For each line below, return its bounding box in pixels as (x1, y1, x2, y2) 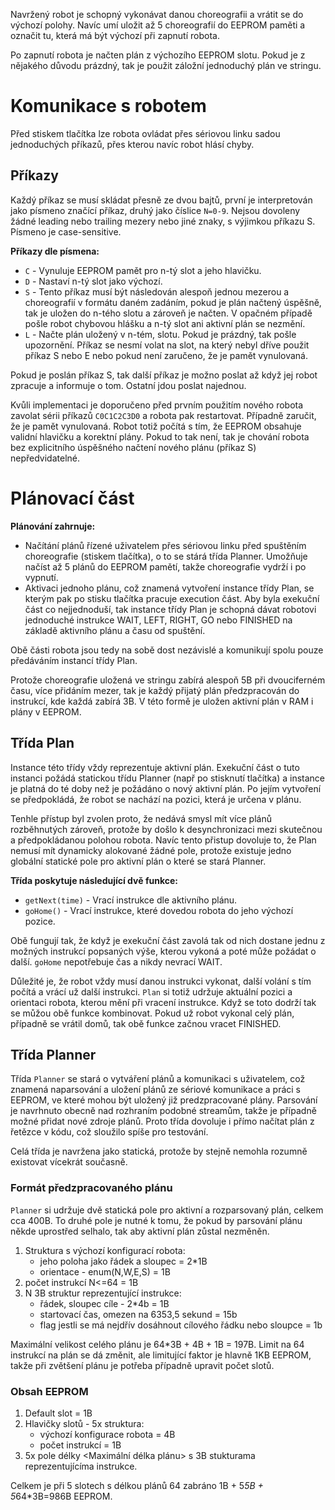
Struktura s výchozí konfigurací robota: (24, 1244, 186, 1256)
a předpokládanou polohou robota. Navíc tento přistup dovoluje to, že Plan (10, 834, 317, 846)
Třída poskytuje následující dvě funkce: (10, 874, 178, 886)
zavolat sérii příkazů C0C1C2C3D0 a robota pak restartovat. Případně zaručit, (10, 409, 317, 421)
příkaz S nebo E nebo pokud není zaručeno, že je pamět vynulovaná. (24, 349, 308, 361)
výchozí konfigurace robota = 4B (39, 1428, 176, 1440)
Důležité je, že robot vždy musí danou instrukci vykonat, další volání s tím (10, 975, 312, 987)
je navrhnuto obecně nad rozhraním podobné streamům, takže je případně (10, 1105, 317, 1117)
